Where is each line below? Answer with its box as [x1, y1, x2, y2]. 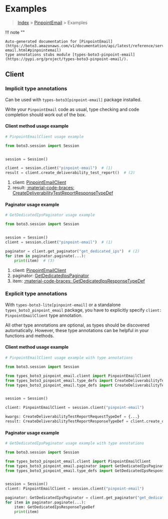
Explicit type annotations [5, 290, 67, 297]
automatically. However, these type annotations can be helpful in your [5, 327, 149, 333]
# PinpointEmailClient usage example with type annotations [5, 355, 133, 361]
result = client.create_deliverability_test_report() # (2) [5, 170, 135, 175]
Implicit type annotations [5, 85, 67, 92]
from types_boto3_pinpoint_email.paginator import [5, 463, 113, 468]
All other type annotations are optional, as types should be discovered [5, 322, 150, 328]
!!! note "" [5, 29, 25, 35]
